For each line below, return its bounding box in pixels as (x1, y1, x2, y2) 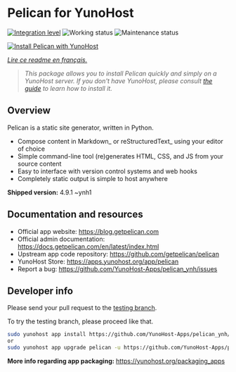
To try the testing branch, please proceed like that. (7, 317, 154, 325)
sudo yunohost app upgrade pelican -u (7, 344, 121, 352)
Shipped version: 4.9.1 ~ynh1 (7, 188, 92, 197)
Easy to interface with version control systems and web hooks (17, 167, 198, 175)
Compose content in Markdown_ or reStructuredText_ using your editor (17, 137, 223, 145)
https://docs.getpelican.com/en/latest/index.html (17, 242, 159, 251)
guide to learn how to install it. (24, 84, 112, 92)
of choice (17, 144, 46, 153)
